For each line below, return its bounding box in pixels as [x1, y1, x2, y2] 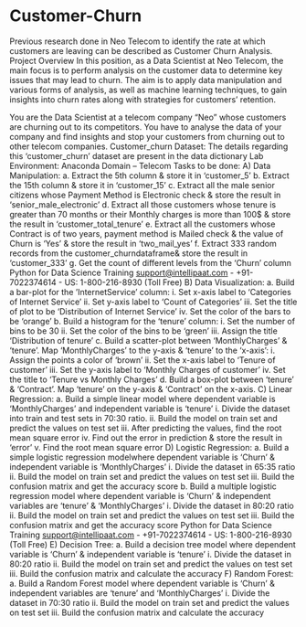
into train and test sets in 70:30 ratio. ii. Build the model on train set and [9, 412, 279, 423]
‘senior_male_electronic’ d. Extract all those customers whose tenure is [9, 198, 277, 210]
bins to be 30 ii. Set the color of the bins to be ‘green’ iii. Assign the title [9, 325, 279, 336]
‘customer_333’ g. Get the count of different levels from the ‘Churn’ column [9, 257, 292, 268]
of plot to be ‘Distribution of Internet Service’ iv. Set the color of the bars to [9, 305, 291, 316]
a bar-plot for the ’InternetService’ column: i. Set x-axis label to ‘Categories [9, 286, 292, 297]
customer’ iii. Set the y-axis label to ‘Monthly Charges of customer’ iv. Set [9, 364, 286, 375]
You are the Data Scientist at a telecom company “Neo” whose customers [9, 112, 287, 122]
